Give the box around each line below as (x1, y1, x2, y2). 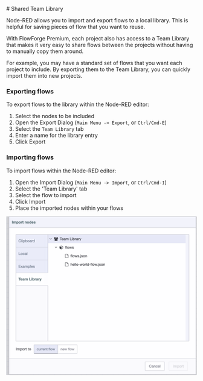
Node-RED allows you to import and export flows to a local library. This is (6, 17, 188, 24)
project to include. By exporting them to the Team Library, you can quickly (6, 66, 191, 73)
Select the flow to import (14, 191, 77, 198)
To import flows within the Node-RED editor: (6, 167, 117, 174)
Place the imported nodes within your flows (14, 204, 124, 212)
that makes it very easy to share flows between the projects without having (6, 42, 193, 48)
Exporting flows (6, 87, 54, 95)
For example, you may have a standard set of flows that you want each (6, 60, 182, 66)
